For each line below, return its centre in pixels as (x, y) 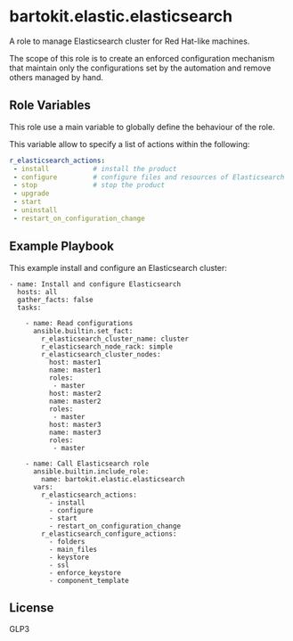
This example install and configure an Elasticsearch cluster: (118, 267)
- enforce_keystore (85, 572)
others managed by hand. (57, 77)
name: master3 (75, 432)
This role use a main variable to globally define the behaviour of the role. (142, 127)
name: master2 (75, 401)
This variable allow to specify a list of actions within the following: (130, 144)
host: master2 (75, 393)
